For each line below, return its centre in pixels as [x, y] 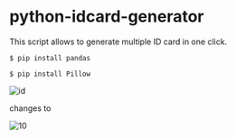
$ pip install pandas [50, 58]
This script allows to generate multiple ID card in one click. [118, 42]
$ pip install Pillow [50, 74]
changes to [30, 108]
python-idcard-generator [107, 17]
